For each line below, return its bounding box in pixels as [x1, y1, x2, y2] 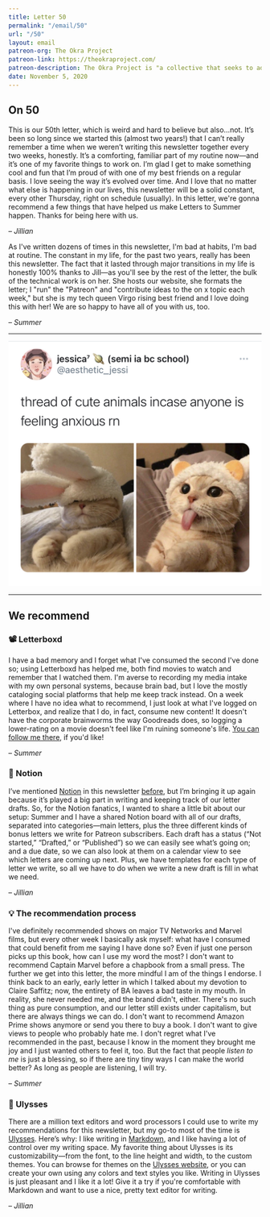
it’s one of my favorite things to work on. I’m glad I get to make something [8, 159, 252, 168]
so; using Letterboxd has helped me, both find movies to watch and [8, 663, 231, 673]
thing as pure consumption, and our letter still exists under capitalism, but [8, 1003, 252, 1013]
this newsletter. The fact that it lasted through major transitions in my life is [8, 259, 256, 268]
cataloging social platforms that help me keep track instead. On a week [8, 689, 243, 699]
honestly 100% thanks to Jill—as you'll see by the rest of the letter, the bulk [8, 267, 257, 277]
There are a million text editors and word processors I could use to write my [8, 1117, 259, 1127]
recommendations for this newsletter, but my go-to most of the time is [8, 1125, 240, 1136]
